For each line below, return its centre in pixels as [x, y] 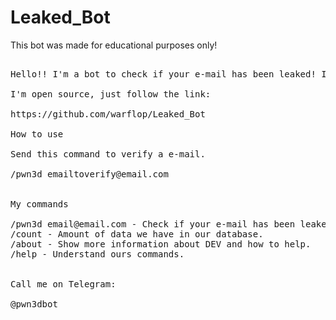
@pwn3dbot [34, 304]
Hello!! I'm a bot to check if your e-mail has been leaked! [163, 74]
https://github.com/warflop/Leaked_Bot [108, 114]
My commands [39, 204]
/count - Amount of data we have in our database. [137, 234]
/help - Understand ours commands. [97, 254]
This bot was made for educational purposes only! [114, 45]
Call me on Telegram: [63, 284]
